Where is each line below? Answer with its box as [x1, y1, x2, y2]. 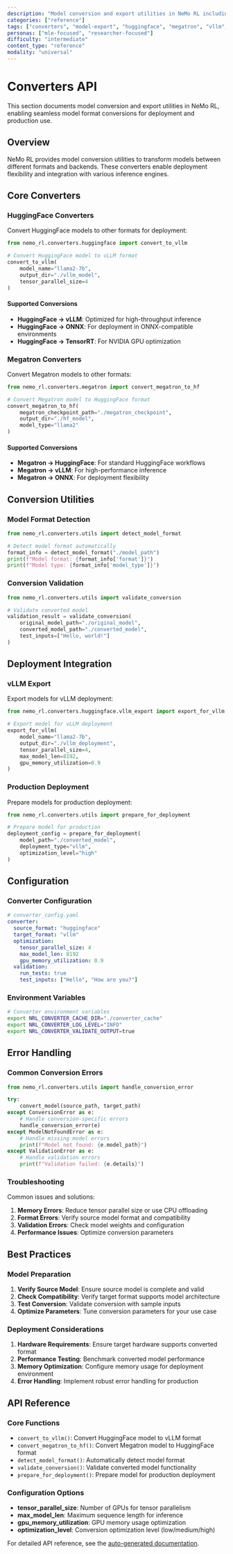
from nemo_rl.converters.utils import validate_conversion [7, 594, 182, 601]
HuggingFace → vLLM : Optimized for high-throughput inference [17, 315, 202, 323]
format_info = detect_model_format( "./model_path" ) [7, 549, 159, 556]
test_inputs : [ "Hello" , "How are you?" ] [19, 976, 138, 984]
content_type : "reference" [7, 42, 85, 49]
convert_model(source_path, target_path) [19, 1102, 141, 1110]
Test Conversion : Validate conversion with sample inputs [17, 1300, 182, 1308]
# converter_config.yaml [7, 912, 79, 919]
